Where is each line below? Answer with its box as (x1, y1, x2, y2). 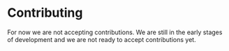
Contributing (7, 5, 83, 21)
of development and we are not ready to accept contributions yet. (7, 35, 197, 43)
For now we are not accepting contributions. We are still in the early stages (7, 28, 223, 36)
